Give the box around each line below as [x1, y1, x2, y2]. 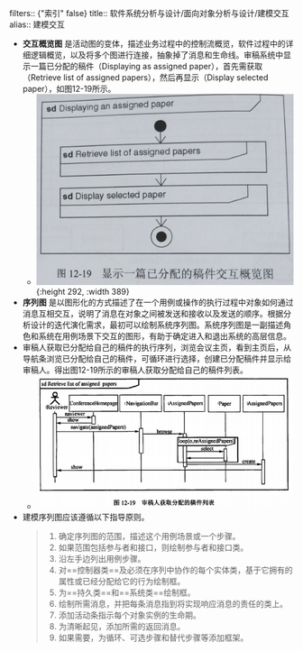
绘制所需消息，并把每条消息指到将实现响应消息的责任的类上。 [58, 599, 289, 610]
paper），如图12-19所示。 [22, 84, 116, 94]
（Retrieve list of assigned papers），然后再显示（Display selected [22, 72, 269, 83]
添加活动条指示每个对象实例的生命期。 [58, 610, 201, 620]
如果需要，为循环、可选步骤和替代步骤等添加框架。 [58, 632, 249, 643]
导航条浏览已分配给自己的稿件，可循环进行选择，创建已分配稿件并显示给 [22, 353, 291, 363]
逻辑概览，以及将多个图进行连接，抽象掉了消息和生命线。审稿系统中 [30, 50, 284, 60]
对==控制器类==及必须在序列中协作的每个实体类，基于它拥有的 [58, 564, 293, 575]
